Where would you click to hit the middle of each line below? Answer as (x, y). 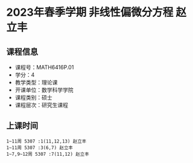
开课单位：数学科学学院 (44, 90)
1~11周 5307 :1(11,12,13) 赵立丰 (46, 141)
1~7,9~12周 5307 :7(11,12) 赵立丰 (48, 154)
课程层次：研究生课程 (41, 105)
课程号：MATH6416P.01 (44, 67)
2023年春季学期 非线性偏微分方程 (90, 12)
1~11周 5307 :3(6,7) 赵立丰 (40, 148)
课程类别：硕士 (33, 97)
